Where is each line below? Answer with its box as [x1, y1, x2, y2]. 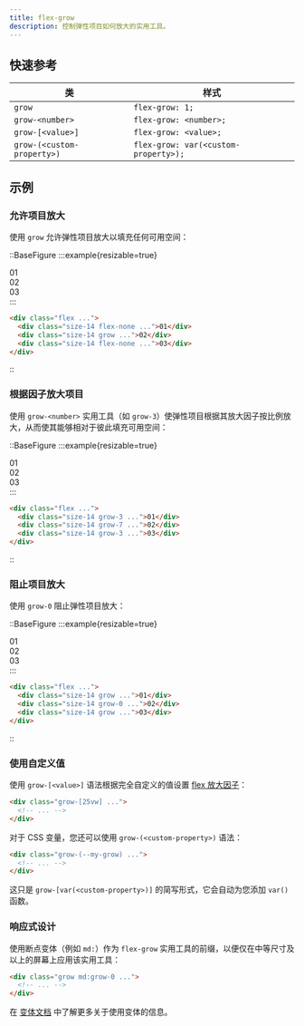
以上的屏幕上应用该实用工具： [9, 953, 120, 965]
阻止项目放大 [9, 577, 66, 590]
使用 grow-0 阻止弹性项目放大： [9, 600, 126, 612]
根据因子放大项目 [9, 388, 84, 401]
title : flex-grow [9, 13, 75, 23]
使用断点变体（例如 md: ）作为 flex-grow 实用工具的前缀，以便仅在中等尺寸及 [9, 943, 295, 953]
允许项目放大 [9, 209, 66, 222]
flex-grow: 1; [133, 102, 195, 113]
